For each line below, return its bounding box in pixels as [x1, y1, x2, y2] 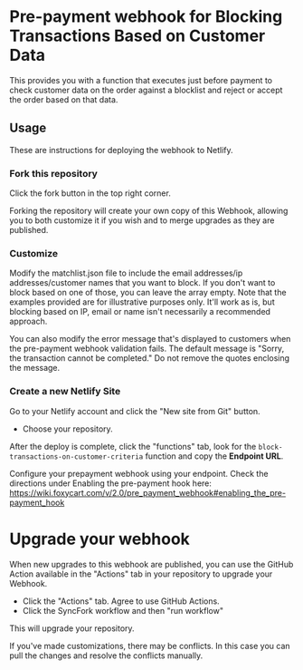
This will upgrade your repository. [9, 623, 135, 634]
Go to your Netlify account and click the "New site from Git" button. [9, 405, 260, 416]
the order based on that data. [9, 93, 118, 105]
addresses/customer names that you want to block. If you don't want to [9, 277, 276, 288]
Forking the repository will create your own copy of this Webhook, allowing [9, 206, 289, 217]
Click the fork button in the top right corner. [9, 188, 172, 199]
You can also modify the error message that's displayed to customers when [9, 334, 291, 345]
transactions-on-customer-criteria [9, 452, 144, 461]
